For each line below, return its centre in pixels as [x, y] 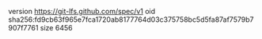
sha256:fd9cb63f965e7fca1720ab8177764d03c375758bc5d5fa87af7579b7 [131, 19]
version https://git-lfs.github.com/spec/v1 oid [82, 11]
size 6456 [56, 28]
